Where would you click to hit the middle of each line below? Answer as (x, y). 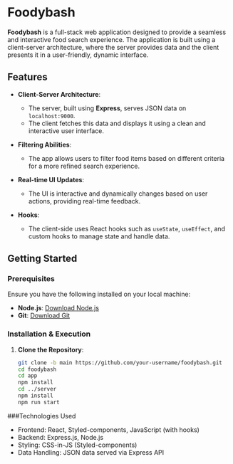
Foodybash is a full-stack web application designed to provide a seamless (117, 32)
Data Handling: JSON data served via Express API (91, 452)
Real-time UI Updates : (51, 179)
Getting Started (42, 259)
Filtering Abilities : (45, 144)
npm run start (38, 402)
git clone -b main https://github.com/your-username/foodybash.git (120, 363)
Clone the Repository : (51, 349)
